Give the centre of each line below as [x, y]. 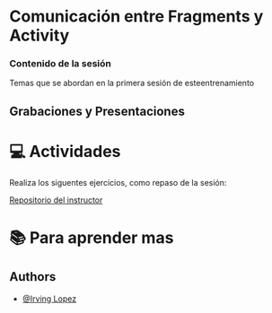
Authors [33, 277]
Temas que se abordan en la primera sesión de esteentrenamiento [132, 83]
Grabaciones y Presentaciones [97, 111]
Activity [39, 35]
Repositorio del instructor [56, 200]
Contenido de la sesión [61, 64]
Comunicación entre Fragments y [136, 17]
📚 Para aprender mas [92, 238]
